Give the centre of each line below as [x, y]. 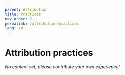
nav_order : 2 [19, 19]
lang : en [14, 28]
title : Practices [23, 14]
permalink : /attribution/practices [42, 24]
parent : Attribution [27, 10]
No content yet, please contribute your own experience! [63, 67]
